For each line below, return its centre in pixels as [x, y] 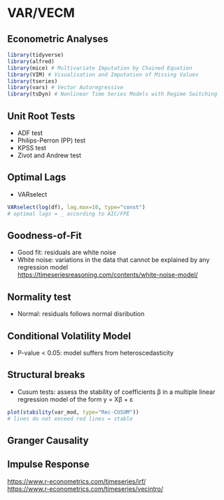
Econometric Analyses [58, 39]
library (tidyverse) [36, 55]
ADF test [30, 133]
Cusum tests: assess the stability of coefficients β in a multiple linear [116, 392]
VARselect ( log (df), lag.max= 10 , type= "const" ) [76, 207]
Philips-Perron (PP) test [51, 140]
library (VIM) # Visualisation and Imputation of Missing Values [103, 74]
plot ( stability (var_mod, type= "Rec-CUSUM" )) [73, 412]
